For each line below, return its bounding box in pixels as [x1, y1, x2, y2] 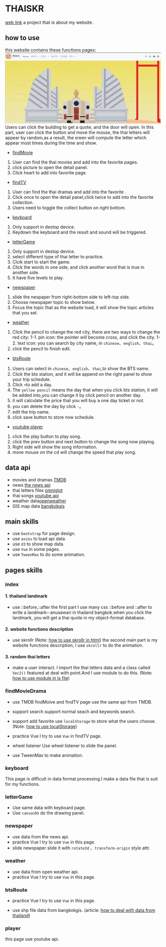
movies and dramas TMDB [12, 476, 67, 482]
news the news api [12, 482, 51, 488]
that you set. [12, 309, 38, 315]
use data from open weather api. [12, 869, 79, 875]
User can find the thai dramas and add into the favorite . [12, 189, 126, 195]
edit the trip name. [12, 409, 50, 414]
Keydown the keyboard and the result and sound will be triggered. [12, 229, 147, 235]
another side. [12, 269, 40, 275]
